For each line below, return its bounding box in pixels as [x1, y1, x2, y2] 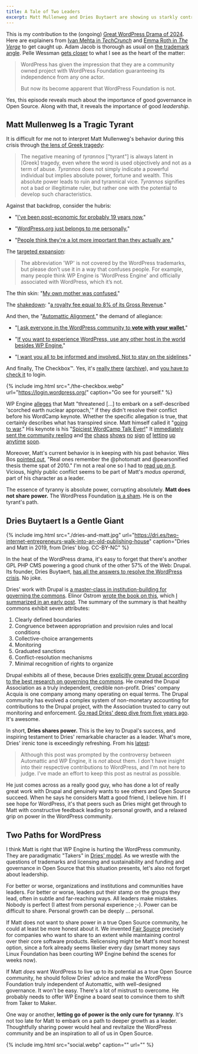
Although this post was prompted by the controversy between [20, 751, 171, 758]
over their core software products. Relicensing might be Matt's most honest [6, 937, 190, 945]
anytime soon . [6, 438, 41, 445]
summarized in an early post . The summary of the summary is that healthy [6, 599, 187, 606]
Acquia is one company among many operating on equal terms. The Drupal [6, 690, 189, 698]
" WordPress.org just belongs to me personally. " [14, 225, 130, 232]
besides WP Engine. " [14, 342, 66, 349]
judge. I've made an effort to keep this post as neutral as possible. [20, 770, 181, 777]
